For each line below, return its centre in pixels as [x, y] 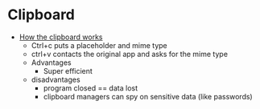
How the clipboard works [61, 37]
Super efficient [68, 71]
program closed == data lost [91, 88]
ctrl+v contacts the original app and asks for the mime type [130, 54]
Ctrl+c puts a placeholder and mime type [99, 45]
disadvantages [56, 79]
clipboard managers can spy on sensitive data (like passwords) [148, 96]
